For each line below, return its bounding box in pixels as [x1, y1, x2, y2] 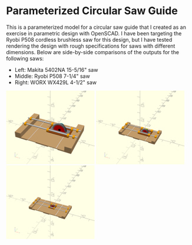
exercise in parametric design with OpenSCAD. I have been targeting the [6, 29, 182, 37]
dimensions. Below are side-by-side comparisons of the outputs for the [6, 48, 180, 55]
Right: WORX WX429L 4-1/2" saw [14, 78, 97, 86]
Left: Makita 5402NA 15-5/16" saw [14, 66, 98, 73]
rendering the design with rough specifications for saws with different [6, 42, 176, 49]
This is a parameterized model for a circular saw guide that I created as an [6, 24, 187, 31]
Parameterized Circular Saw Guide [6, 4, 178, 18]
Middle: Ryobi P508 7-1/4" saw [14, 72, 90, 80]
